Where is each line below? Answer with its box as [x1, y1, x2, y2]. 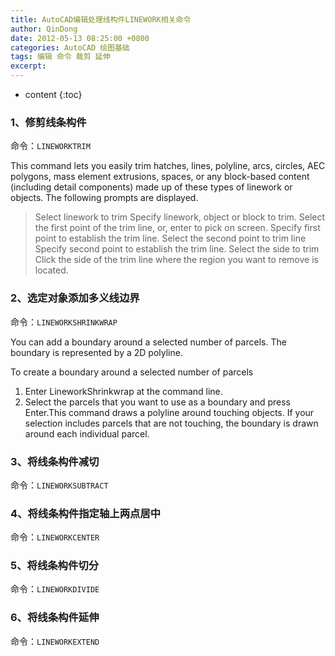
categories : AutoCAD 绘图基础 [10, 42, 130, 53]
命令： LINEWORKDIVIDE [10, 583, 100, 595]
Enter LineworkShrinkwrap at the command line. [24, 385, 223, 397]
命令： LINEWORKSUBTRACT [10, 479, 109, 491]
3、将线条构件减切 [10, 454, 100, 468]
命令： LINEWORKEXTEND [10, 635, 100, 647]
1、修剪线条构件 [10, 115, 87, 129]
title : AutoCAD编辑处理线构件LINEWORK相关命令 [10, 14, 192, 25]
